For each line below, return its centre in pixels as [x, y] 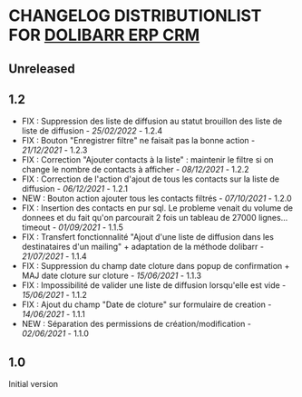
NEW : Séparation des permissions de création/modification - [136, 324]
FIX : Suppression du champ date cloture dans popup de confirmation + [156, 266]
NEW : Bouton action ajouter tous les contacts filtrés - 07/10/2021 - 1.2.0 [156, 198]
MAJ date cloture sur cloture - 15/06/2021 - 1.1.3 [111, 276]
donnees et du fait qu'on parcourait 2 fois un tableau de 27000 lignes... [155, 218]
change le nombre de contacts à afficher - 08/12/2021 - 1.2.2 [136, 170]
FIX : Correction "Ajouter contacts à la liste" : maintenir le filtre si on [147, 160]
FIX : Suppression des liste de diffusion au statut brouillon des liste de [152, 121]
